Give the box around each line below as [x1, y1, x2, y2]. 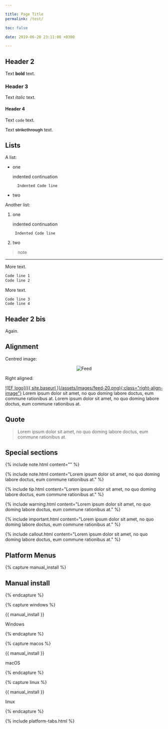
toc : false [5, 25, 28, 30]
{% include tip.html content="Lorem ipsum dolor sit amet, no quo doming [5, 486, 156, 492]
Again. [5, 328, 18, 334]
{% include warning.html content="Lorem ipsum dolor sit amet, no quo [5, 501, 151, 507]
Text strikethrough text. [5, 126, 53, 132]
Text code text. [5, 117, 35, 123]
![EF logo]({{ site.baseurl [5, 384, 56, 390]
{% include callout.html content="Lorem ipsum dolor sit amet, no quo [5, 531, 148, 537]
